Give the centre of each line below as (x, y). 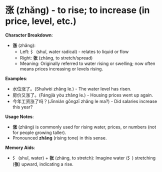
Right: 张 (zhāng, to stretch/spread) (56, 57)
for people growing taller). (39, 132)
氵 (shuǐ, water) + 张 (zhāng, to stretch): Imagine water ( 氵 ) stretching (84, 157)
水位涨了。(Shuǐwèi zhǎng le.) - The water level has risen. (72, 88)
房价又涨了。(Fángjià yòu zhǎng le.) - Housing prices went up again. (83, 95)
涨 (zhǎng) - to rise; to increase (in (77, 10)
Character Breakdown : (29, 35)
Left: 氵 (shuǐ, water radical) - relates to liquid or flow (74, 51)
